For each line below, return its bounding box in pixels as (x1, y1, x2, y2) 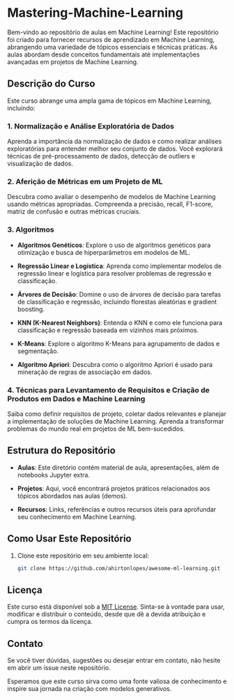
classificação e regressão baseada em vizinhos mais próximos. (17, 326, 199, 334)
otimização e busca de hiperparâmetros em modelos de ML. (17, 248, 191, 256)
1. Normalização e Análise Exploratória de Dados (7, 121, 174, 131)
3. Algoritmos (7, 225, 54, 234)
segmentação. (17, 347, 59, 355)
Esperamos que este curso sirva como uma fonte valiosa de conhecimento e (7, 677, 227, 685)
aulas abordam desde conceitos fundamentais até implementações (7, 50, 200, 59)
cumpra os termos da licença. (7, 618, 93, 626)
